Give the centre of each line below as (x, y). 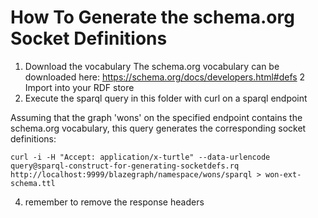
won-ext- (283, 174)
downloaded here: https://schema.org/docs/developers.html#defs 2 (165, 77)
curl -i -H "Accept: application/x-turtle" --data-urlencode (140, 157)
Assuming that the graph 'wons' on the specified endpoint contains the (156, 117)
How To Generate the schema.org (152, 17)
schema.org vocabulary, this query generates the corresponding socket (158, 128)
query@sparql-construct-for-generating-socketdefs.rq (125, 166)
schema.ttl (33, 183)
